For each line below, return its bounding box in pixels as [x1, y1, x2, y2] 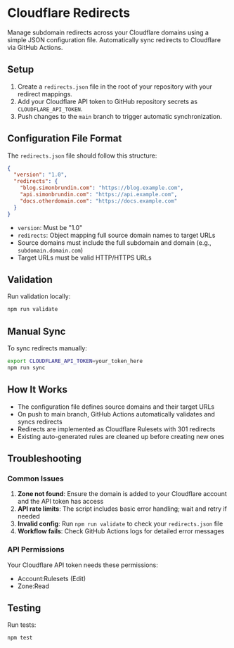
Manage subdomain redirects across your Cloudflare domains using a [7, 28, 209, 37]
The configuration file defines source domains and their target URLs [17, 402, 215, 411]
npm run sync [7, 364, 46, 371]
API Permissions [7, 545, 65, 554]
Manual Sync [7, 325, 66, 337]
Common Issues [7, 474, 65, 483]
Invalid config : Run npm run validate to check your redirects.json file [17, 519, 223, 528]
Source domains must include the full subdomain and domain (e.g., [17, 238, 212, 247]
